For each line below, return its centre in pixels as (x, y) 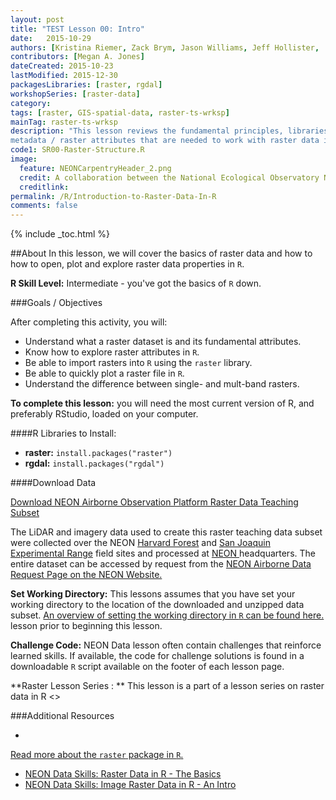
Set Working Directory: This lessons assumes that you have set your (153, 594)
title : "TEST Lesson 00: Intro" (77, 29)
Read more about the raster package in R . (97, 755)
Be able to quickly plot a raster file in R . (104, 373)
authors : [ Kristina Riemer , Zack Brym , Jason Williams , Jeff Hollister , (165, 47)
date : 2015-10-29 (51, 38)
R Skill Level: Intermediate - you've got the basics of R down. (136, 283)
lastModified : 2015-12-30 (64, 76)
